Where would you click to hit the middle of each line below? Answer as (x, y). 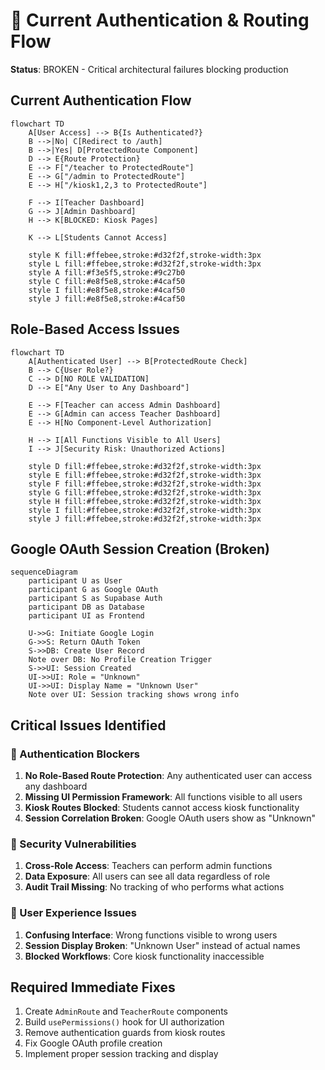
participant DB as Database (86, 607)
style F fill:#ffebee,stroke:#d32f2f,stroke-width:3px (145, 484)
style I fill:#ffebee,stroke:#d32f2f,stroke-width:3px (145, 510)
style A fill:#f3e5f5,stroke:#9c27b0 (107, 272)
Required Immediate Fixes (93, 987)
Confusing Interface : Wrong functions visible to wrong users (151, 935)
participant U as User (75, 581)
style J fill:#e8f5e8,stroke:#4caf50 (107, 299)
